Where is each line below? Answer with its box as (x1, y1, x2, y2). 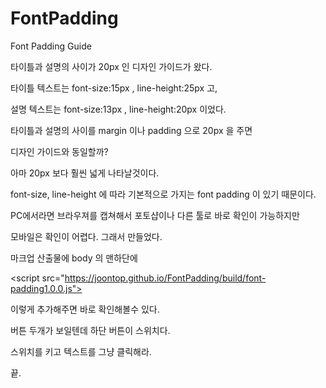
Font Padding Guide (10, 40, 92, 52)
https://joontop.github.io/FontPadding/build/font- (64, 272, 267, 284)
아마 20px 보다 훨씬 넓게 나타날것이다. (10, 167, 160, 179)
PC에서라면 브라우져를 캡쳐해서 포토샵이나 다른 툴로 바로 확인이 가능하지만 (10, 209, 300, 221)
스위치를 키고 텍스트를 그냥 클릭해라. (10, 345, 152, 357)
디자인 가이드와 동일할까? (10, 145, 109, 157)
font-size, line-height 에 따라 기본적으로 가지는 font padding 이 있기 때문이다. (10, 188, 317, 200)
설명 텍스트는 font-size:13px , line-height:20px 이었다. (10, 103, 227, 115)
